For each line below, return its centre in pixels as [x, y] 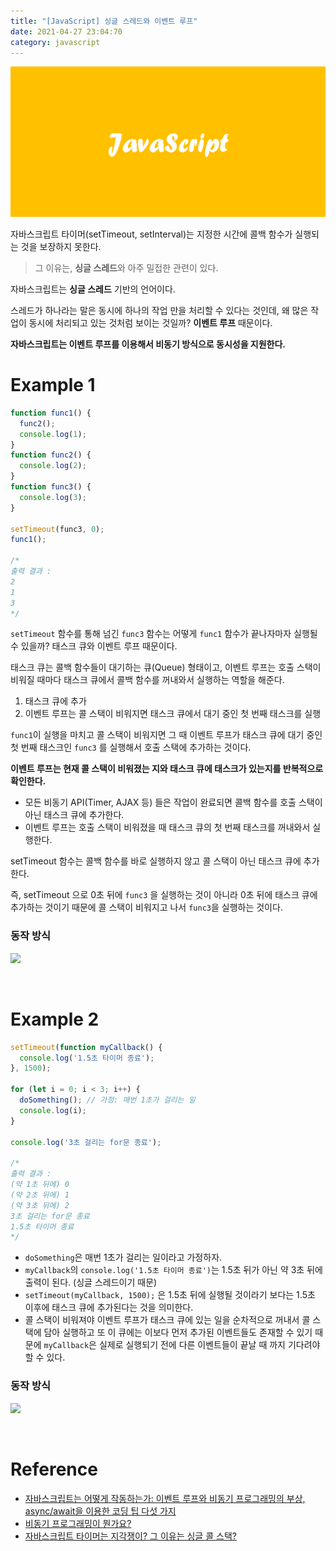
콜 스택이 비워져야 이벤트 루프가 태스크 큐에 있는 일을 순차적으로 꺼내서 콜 [167, 1320]
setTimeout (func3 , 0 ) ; [57, 529]
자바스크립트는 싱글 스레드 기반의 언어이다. [93, 289]
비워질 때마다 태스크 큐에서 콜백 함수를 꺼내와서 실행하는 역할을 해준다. [147, 680]
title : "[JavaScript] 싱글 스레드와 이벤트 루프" [104, 21]
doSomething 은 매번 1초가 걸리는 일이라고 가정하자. [123, 1257]
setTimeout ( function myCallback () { [86, 1047]
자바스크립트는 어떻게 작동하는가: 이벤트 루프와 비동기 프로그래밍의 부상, [165, 1498]
